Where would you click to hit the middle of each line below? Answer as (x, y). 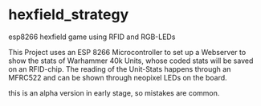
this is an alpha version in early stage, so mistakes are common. (114, 92)
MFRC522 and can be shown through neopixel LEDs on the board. (118, 77)
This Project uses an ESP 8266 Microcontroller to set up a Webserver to (127, 52)
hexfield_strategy (69, 15)
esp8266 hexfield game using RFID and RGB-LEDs (92, 37)
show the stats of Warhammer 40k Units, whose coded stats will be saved (131, 61)
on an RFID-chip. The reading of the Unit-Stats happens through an (120, 69)
